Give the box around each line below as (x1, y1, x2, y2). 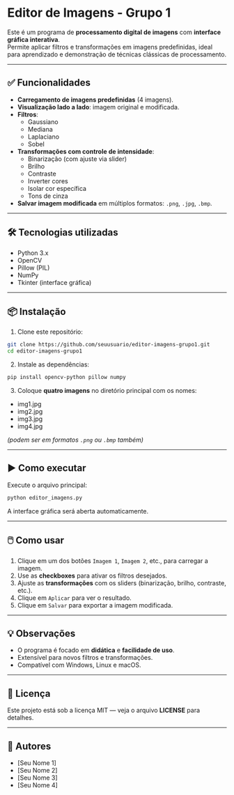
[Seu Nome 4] (17, 780, 58, 789)
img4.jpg (17, 422, 43, 430)
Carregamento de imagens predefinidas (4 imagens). (17, 95, 174, 104)
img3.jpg (17, 415, 43, 423)
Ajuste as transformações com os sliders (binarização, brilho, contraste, (17, 578, 226, 587)
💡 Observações (7, 627, 76, 639)
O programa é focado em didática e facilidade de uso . (17, 646, 175, 654)
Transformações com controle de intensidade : (17, 147, 155, 155)
